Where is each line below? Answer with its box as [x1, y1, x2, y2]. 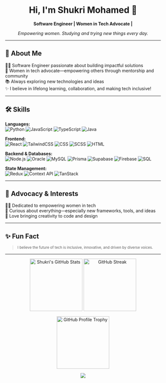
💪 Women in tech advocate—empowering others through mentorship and [5, 68, 154, 74]
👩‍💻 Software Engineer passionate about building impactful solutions [5, 62, 143, 68]
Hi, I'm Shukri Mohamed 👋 [29, 4, 137, 16]
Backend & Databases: [5, 151, 53, 156]
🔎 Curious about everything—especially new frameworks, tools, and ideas [5, 208, 156, 214]
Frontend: [5, 136, 26, 142]
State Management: [5, 165, 47, 171]
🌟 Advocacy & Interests [5, 190, 79, 198]
